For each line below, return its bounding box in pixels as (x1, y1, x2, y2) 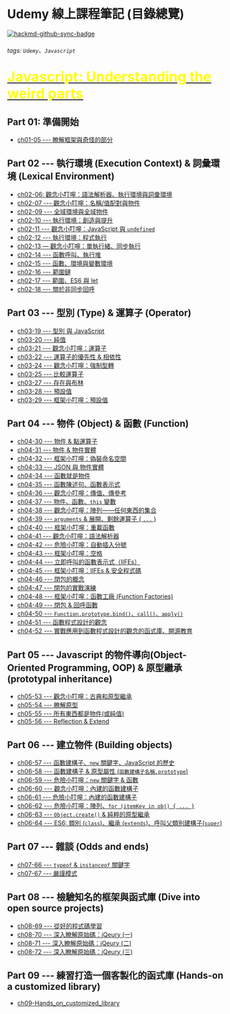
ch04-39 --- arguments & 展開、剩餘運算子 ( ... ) (17, 515, 156, 523)
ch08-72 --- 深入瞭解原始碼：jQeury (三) (17, 947, 133, 955)
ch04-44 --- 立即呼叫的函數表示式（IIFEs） (17, 558, 141, 566)
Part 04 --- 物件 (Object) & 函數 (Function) (7, 418, 189, 429)
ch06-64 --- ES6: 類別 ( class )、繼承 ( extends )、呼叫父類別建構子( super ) (17, 819, 222, 827)
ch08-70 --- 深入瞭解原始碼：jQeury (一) (17, 930, 133, 938)
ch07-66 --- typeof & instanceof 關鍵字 (17, 860, 130, 869)
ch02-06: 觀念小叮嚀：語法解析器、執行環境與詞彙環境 (17, 190, 173, 199)
